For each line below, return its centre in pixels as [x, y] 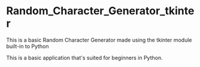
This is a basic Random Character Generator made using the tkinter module [99, 40]
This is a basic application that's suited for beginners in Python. [84, 58]
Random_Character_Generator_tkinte [100, 11]
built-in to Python [28, 46]
